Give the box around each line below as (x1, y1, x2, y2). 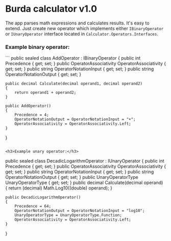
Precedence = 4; (14, 113, 50, 118)
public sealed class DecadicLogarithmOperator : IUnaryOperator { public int (5, 158, 164, 164)
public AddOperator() (5, 103, 52, 109)
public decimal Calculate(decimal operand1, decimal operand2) (5, 81, 143, 87)
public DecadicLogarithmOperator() (5, 195, 81, 200)
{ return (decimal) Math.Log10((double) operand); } (5, 185, 113, 191)
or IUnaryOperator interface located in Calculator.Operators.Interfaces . (5, 31, 158, 37)
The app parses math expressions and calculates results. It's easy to (5, 20, 150, 26)
